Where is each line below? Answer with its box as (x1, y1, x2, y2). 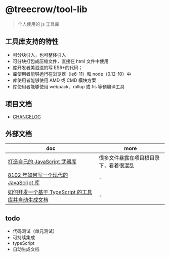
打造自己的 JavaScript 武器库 (8, 158, 77, 166)
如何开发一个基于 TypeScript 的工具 (8, 189, 93, 196)
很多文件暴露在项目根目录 (98, 154, 160, 162)
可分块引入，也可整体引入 (12, 52, 66, 58)
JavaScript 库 (8, 179, 40, 186)
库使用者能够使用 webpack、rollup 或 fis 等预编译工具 (12, 83, 125, 89)
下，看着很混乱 (98, 162, 135, 169)
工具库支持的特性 (5, 37, 59, 46)
